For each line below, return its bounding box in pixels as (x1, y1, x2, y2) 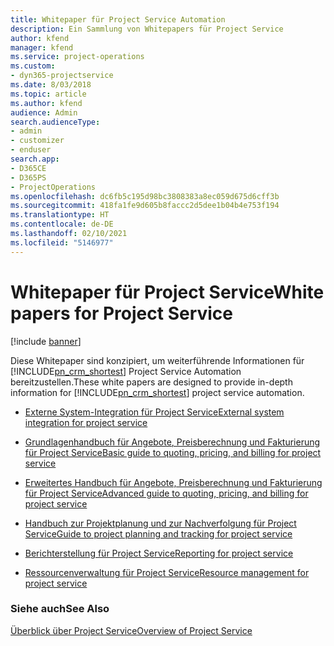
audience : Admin (10, 107, 78, 118)
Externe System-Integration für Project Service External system (24, 406, 285, 418)
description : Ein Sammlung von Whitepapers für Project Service (10, 24, 284, 34)
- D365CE (10, 163, 47, 173)
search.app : (10, 154, 60, 164)
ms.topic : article (10, 89, 87, 99)
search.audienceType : (10, 117, 101, 127)
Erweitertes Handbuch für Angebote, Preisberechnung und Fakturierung (24, 476, 323, 488)
